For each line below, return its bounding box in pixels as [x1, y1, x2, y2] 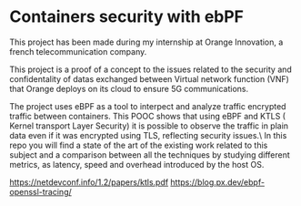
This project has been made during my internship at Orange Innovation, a [9, 36, 284, 47]
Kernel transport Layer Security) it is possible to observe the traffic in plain [9, 120, 289, 131]
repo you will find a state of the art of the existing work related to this [9, 139, 268, 150]
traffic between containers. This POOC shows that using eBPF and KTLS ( [9, 110, 286, 121]
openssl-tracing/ [9, 186, 73, 197]
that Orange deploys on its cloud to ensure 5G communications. [9, 83, 248, 94]
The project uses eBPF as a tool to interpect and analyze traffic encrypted [9, 100, 286, 111]
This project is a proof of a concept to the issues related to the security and [9, 64, 293, 75]
